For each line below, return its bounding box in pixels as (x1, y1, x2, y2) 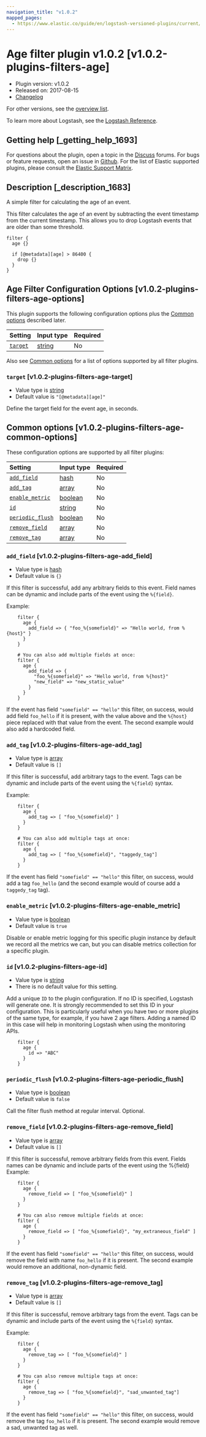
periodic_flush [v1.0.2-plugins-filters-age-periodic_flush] (6, 1075, 184, 1083)
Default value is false (15, 1096, 71, 1103)
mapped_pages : (6, 15, 43, 21)
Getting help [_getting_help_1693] (6, 134, 138, 145)
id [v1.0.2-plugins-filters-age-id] (6, 962, 107, 971)
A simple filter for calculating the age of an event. (6, 198, 131, 206)
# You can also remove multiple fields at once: (17, 1212, 144, 1218)
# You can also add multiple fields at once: (17, 652, 136, 658)
